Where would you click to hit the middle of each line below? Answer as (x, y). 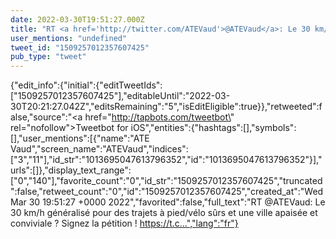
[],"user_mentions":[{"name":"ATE (80, 138)
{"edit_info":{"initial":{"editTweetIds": (86, 85)
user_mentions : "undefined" (69, 38)
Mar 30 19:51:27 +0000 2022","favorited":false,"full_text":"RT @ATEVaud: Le (168, 202)
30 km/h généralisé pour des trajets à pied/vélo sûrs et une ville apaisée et (164, 213)
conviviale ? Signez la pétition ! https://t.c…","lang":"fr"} (124, 223)
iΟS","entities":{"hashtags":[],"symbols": (213, 128)
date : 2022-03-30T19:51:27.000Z (77, 19)
